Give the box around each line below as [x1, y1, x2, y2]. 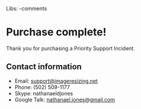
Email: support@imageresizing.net [14, 77, 98, 84]
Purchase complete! [6, 26, 107, 39]
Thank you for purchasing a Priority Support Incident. [6, 45, 135, 52]
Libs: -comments [6, 5, 47, 12]
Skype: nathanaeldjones [14, 90, 73, 97]
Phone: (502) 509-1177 [14, 83, 70, 90]
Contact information [6, 62, 82, 72]
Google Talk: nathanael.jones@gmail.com [14, 96, 115, 103]
